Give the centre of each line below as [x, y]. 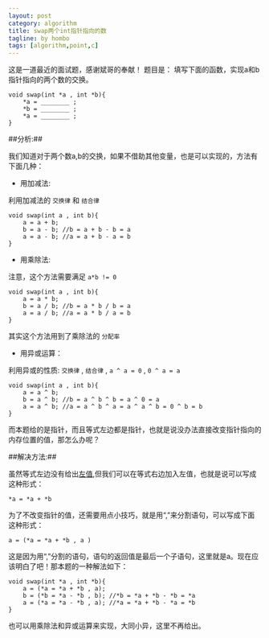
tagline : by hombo [39, 38]
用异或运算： [41, 353]
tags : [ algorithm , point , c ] [53, 46]
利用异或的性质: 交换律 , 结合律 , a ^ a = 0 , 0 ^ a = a [94, 370]
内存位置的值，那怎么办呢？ [54, 440]
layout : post [30, 16]
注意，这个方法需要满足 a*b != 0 [63, 277]
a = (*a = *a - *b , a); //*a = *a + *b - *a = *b [109, 603]
